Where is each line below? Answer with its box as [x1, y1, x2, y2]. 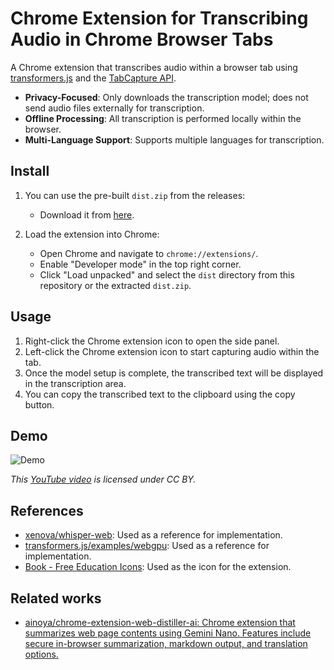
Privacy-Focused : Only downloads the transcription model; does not [24, 91, 309, 103]
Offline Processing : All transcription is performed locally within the [24, 112, 302, 124]
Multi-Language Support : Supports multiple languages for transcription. [24, 133, 325, 146]
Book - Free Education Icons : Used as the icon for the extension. [24, 561, 292, 573]
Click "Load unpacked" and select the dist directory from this [39, 268, 295, 281]
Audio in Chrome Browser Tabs [10, 28, 274, 51]
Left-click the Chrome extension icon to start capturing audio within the [24, 345, 320, 357]
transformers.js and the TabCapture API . [10, 72, 177, 84]
